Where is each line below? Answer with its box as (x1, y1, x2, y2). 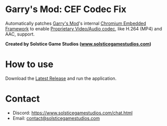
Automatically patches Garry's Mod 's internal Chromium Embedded (5, 20, 146, 26)
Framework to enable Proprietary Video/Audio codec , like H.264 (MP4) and (5, 25, 162, 31)
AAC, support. (5, 31, 35, 37)
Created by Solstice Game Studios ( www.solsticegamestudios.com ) (5, 40, 152, 47)
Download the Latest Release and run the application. (5, 75, 117, 81)
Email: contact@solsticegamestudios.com (12, 115, 100, 121)
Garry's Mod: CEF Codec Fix (5, 4, 127, 15)
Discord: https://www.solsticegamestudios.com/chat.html (12, 110, 133, 116)
